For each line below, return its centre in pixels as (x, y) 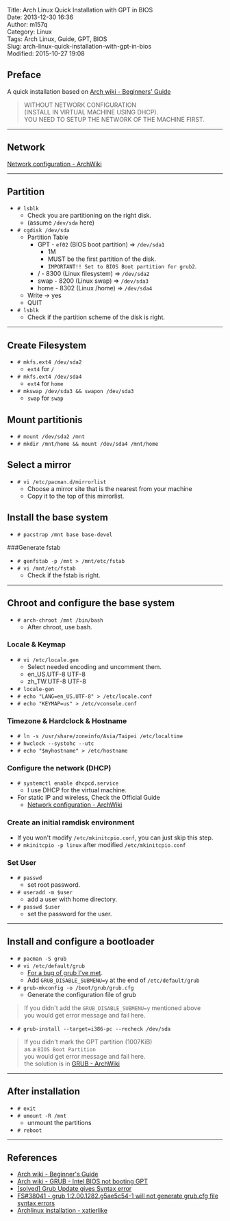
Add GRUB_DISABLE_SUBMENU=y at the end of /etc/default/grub (113, 980)
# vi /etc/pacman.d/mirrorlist (62, 482)
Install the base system (57, 517)
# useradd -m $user (45, 892)
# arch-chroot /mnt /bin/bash (60, 620)
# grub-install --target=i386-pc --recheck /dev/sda (94, 1029)
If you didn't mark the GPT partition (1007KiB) (88, 1042)
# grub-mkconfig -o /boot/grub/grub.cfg (75, 988)
